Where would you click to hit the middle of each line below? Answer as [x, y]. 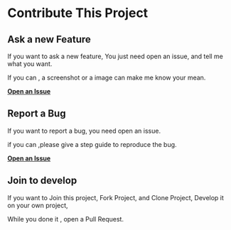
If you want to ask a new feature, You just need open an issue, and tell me [116, 56]
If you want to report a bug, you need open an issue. [84, 131]
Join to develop [42, 181]
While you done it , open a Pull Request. [66, 219]
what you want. [30, 64]
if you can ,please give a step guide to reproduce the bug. [92, 144]
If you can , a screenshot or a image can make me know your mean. [107, 77]
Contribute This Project [78, 13]
